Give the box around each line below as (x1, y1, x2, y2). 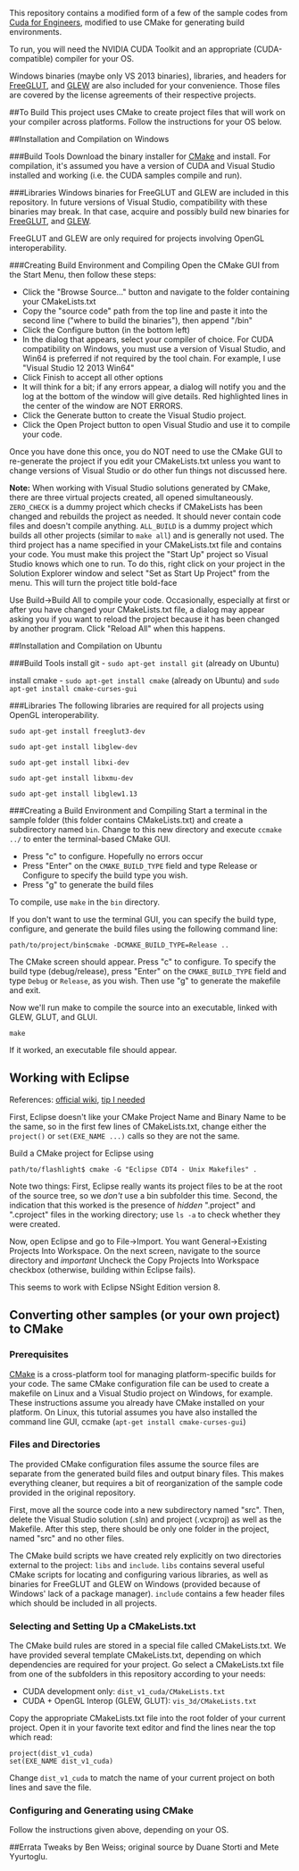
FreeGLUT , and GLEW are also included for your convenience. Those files (9, 80, 281, 90)
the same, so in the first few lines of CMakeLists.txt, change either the (9, 1121, 267, 1132)
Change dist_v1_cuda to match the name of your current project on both (9, 1773, 275, 1783)
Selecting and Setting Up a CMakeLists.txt (9, 1620, 196, 1633)
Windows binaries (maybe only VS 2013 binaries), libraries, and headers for (9, 71, 287, 81)
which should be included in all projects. (9, 1598, 158, 1608)
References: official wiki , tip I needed (9, 1094, 145, 1105)
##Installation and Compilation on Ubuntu (9, 640, 162, 651)
